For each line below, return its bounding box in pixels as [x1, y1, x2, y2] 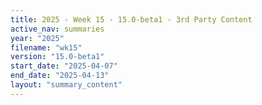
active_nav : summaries [10, 24, 105, 34]
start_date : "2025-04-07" [10, 61, 118, 71]
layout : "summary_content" [10, 80, 123, 90]
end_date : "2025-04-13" [10, 71, 110, 81]
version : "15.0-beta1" [10, 52, 105, 62]
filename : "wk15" [10, 42, 83, 53]
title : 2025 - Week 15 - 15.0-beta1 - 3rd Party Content [10, 14, 253, 25]
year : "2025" [10, 33, 65, 43]
